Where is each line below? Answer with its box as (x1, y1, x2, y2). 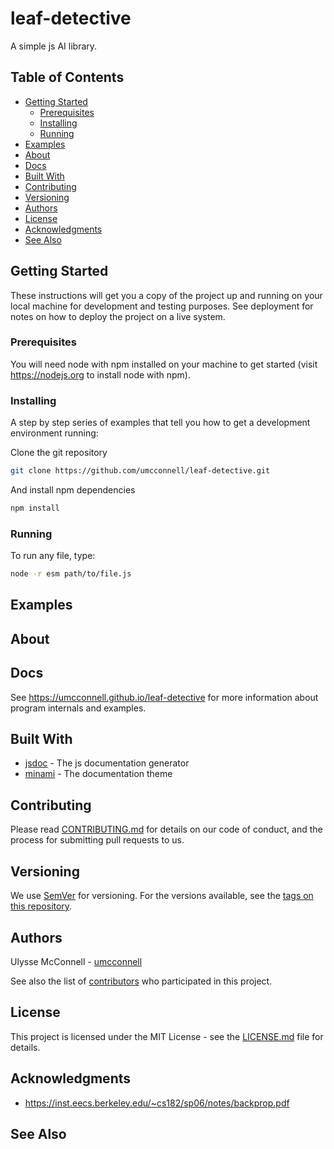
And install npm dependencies (10, 484, 136, 496)
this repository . (10, 900, 73, 912)
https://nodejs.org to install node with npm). (10, 368, 191, 381)
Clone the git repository (10, 447, 108, 459)
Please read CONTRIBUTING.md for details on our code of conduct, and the (10, 823, 323, 836)
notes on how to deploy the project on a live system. (10, 310, 226, 322)
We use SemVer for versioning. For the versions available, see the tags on (10, 890, 314, 902)
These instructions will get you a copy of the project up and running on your (10, 289, 323, 301)
